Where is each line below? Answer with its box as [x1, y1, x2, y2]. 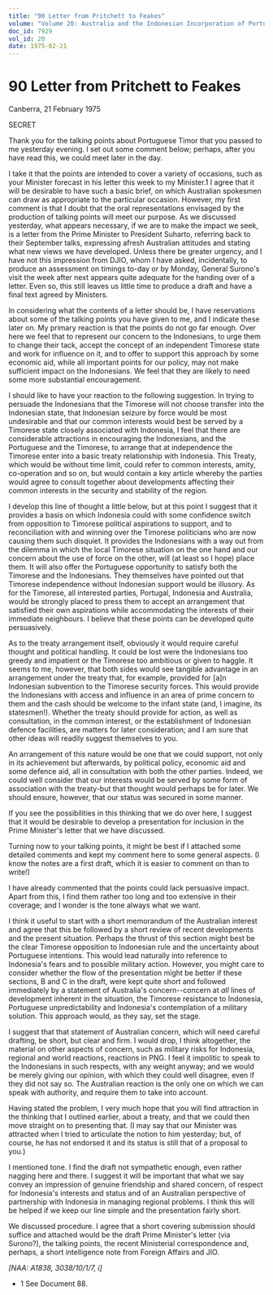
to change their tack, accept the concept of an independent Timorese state [8, 340, 260, 350]
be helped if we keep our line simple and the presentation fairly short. [8, 1205, 241, 1215]
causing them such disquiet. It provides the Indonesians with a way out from [8, 536, 264, 546]
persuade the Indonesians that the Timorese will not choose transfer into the [8, 400, 265, 409]
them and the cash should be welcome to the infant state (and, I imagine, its [8, 699, 262, 709]
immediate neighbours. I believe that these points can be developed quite [8, 614, 254, 623]
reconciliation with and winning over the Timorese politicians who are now [8, 527, 257, 537]
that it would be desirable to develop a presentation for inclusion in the [8, 817, 245, 827]
